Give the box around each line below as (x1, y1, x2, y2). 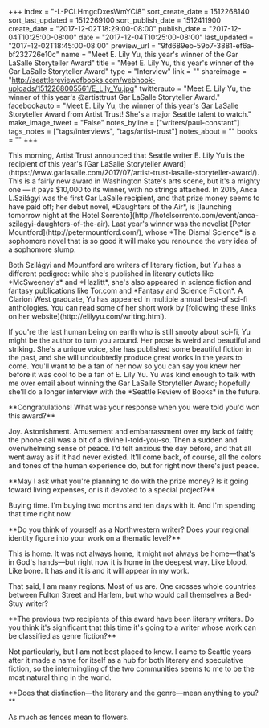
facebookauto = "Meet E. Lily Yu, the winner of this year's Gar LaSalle (8, 101, 239, 110)
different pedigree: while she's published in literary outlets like (8, 269, 214, 278)
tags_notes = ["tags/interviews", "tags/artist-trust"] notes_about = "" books (8, 126, 258, 136)
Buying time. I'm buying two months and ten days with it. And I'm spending (8, 500, 256, 510)
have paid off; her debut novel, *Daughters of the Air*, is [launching (8, 202, 233, 212)
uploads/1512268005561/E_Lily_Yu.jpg (8, 84, 135, 93)
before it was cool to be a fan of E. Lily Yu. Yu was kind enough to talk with (8, 370, 255, 379)
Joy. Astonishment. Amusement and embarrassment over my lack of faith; (8, 426, 254, 436)
